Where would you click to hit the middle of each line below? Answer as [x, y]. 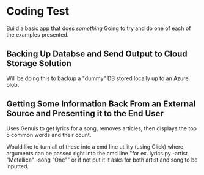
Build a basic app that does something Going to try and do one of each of [99, 28]
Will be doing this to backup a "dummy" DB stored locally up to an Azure [97, 78]
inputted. [18, 166]
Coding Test [38, 11]
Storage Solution [39, 63]
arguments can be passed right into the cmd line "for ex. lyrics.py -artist [97, 153]
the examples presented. [38, 34]
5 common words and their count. [49, 135]
